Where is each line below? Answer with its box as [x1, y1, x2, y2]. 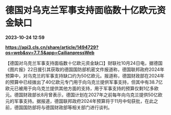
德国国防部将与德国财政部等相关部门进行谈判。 [14, 104, 112, 110]
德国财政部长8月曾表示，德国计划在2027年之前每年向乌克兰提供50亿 [14, 92, 158, 98]
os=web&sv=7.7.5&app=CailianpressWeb [5, 49, 95, 56]
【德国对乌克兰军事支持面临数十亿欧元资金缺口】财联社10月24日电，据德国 [5, 60, 163, 66]
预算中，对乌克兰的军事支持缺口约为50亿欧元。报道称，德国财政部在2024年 [5, 72, 164, 79]
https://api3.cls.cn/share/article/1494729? [5, 44, 99, 50]
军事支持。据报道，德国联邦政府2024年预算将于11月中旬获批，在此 [14, 98, 154, 104]
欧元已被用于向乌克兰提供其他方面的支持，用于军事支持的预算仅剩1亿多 [5, 85, 154, 91]
